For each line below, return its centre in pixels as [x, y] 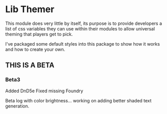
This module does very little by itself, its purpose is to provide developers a [84, 23]
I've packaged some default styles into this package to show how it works [82, 44]
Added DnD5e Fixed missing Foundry [44, 91]
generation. [17, 106]
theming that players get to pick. [39, 34]
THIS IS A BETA [30, 65]
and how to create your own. [35, 49]
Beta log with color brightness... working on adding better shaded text [78, 100]
